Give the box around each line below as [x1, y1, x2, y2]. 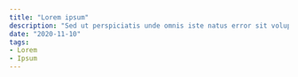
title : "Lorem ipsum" [9, 12, 90, 22]
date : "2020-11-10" [9, 29, 82, 38]
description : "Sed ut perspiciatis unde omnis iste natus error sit [9, 21, 268, 30]
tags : [9, 37, 29, 47]
